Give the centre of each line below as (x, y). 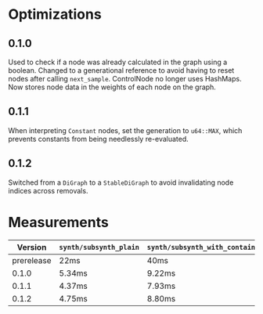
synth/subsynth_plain (99, 247)
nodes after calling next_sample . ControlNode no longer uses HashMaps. (125, 79)
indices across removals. (48, 190)
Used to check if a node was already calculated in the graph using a (118, 62)
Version (32, 247)
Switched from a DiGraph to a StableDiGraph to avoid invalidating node (121, 182)
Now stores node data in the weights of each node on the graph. (112, 87)
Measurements (59, 222)
